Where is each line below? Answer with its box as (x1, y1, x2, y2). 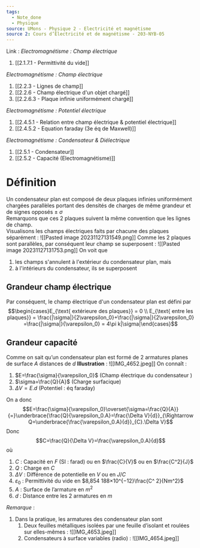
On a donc (6, 396, 32, 403)
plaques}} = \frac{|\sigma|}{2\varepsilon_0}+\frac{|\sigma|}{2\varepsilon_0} (7, 314, 195, 321)
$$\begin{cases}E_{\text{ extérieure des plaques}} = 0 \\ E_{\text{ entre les (8, 307, 193, 314)
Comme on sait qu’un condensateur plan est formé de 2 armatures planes (6, 353, 189, 361)
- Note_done (11, 14, 42, 20)
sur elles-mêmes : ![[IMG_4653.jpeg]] (23, 528, 117, 535)
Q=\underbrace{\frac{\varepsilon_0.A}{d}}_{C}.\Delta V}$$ (28, 418, 174, 425)
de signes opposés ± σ (6, 209, 63, 216)
